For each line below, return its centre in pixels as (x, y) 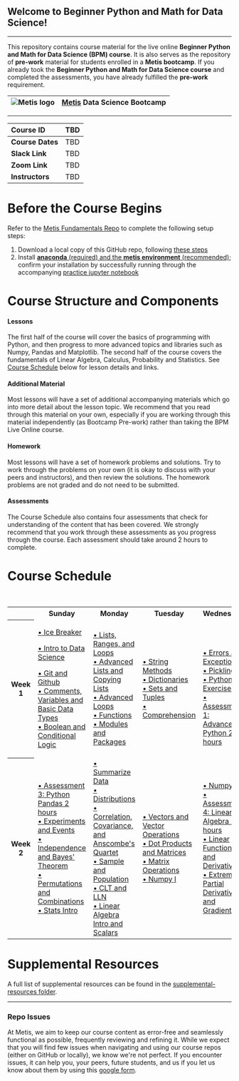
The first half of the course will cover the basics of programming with (109, 337)
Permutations (60, 883)
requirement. (26, 84)
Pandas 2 (54, 804)
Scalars (106, 933)
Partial (213, 883)
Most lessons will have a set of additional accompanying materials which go (118, 399)
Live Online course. (36, 430)
